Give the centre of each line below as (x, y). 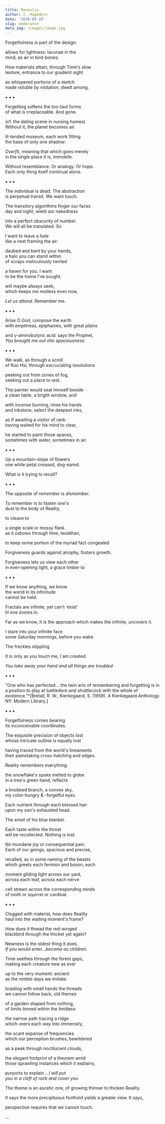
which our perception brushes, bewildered (48, 1039)
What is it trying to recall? (31, 475)
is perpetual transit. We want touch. (41, 196)
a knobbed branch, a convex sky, (39, 790)
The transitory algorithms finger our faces (48, 206)
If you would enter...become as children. (46, 949)
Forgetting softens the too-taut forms (43, 107)
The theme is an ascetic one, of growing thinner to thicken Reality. (73, 1088)
